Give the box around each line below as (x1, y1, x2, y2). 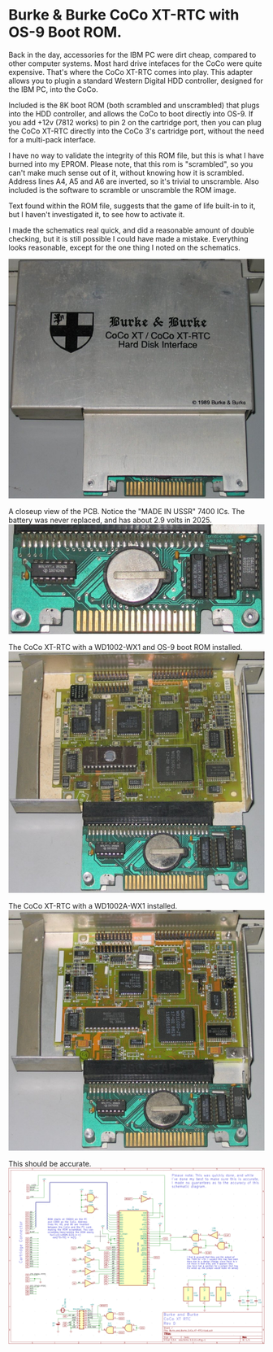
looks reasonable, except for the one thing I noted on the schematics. (8, 242, 241, 252)
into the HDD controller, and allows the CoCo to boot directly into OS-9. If (8, 108, 253, 119)
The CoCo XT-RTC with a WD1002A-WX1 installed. (8, 901, 178, 911)
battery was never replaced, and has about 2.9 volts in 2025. (8, 515, 213, 525)
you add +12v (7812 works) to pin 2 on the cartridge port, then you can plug (8, 117, 262, 127)
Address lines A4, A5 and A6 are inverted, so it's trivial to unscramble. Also (8, 177, 260, 186)
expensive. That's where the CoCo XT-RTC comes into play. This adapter (8, 67, 253, 76)
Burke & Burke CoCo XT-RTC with (8, 6, 240, 24)
